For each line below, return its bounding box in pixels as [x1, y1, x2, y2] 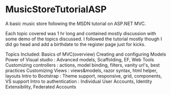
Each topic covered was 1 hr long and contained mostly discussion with [5, 30, 157, 36]
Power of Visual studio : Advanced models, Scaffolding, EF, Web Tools [5, 56, 154, 62]
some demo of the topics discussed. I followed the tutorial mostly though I [5, 36, 162, 42]
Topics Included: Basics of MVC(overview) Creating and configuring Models [5, 51, 166, 57]
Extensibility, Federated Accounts [5, 83, 77, 90]
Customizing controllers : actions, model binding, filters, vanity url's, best [5, 62, 160, 68]
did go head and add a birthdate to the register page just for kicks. [5, 41, 146, 47]
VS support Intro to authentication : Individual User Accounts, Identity [5, 78, 153, 84]
